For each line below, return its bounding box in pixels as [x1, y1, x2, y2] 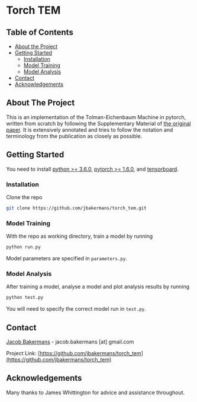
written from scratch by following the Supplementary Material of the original [6, 120, 191, 127]
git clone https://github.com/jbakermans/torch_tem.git [6, 205, 147, 211]
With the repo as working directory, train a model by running [6, 232, 153, 240]
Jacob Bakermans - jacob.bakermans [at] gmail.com [6, 338, 134, 345]
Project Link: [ [6, 349, 40, 356]
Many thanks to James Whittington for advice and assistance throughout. [6, 389, 185, 396]
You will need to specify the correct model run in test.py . [6, 305, 146, 312]
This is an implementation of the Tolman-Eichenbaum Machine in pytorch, [6, 113, 186, 120]
